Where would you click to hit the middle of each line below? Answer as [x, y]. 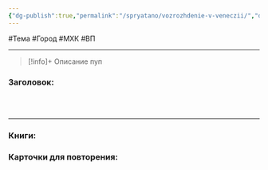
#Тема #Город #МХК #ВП [52, 38]
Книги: [22, 135]
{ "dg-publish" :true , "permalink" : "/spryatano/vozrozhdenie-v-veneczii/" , [132, 16]
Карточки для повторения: [63, 156]
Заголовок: [31, 82]
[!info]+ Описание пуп [65, 61]
